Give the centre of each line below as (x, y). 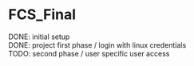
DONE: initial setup (39, 37)
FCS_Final (42, 15)
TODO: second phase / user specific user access (89, 53)
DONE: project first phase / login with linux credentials (97, 45)
